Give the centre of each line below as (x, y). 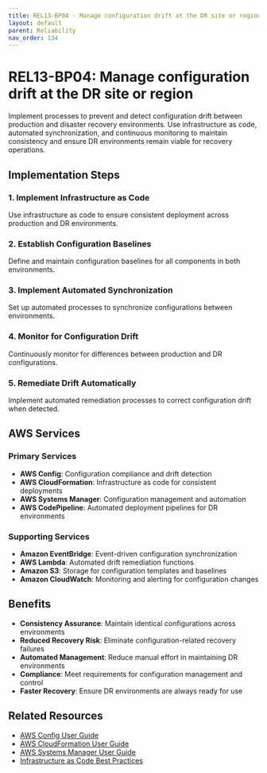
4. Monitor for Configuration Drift (74, 336)
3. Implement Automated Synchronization (91, 290)
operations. (27, 150)
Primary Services (43, 456)
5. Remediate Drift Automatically (72, 383)
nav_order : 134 (33, 38)
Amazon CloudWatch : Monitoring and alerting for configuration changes (139, 579)
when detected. (34, 409)
